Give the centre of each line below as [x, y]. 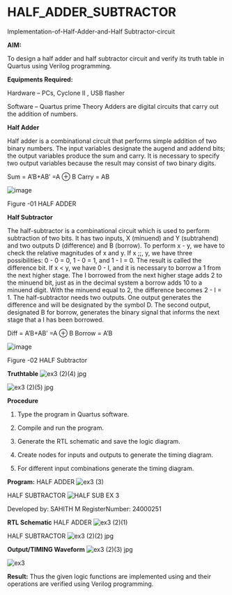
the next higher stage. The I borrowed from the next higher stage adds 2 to [115, 275]
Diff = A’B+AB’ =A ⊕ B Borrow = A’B [60, 333]
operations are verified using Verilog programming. [80, 584]
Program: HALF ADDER [41, 481]
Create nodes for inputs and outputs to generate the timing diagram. [115, 455]
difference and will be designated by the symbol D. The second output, [109, 305]
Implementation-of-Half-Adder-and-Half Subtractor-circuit [91, 31]
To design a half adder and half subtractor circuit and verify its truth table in [116, 58]
